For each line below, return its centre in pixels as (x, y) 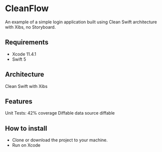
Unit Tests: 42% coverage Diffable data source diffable (60, 113)
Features (19, 101)
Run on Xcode (26, 145)
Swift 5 (19, 59)
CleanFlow (27, 8)
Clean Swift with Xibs (26, 86)
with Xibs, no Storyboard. (30, 27)
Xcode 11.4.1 (24, 54)
